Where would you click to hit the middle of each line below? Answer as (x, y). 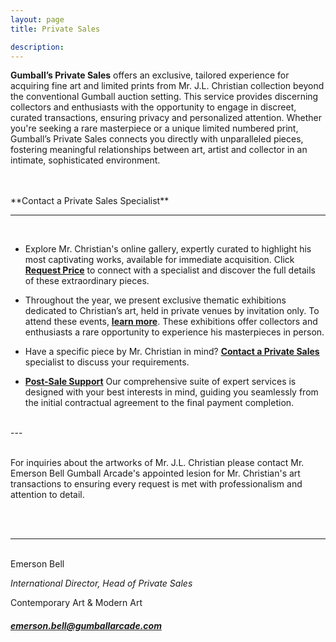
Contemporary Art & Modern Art (76, 603)
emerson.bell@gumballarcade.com (86, 625)
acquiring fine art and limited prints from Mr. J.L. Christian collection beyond (167, 86)
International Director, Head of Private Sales (101, 583)
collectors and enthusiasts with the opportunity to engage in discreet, (153, 107)
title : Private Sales (55, 29)
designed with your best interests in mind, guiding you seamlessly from (171, 392)
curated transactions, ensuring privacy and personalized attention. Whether (166, 118)
